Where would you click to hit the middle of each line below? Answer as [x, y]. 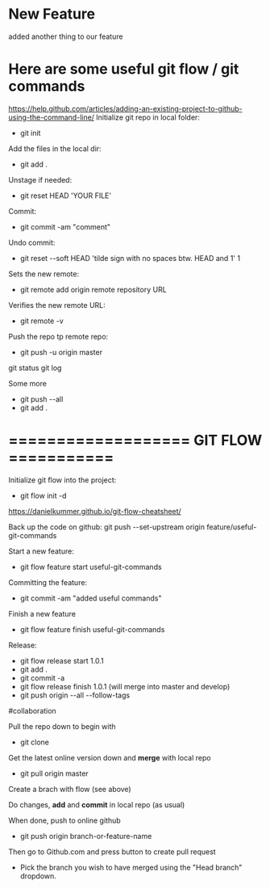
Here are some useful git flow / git [124, 69]
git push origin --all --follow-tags [75, 695]
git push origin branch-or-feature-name [86, 836]
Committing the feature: [48, 582]
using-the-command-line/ [52, 117]
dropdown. [38, 876]
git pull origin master [54, 773]
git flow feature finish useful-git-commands [92, 629]
